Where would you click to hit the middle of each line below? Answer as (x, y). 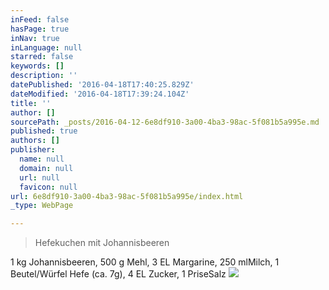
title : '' (31, 103)
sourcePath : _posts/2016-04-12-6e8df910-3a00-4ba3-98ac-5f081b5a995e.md (165, 122)
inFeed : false (40, 19)
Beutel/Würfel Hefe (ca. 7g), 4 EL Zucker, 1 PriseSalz (118, 274)
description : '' (44, 76)
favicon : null (48, 187)
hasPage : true (40, 29)
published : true (44, 131)
